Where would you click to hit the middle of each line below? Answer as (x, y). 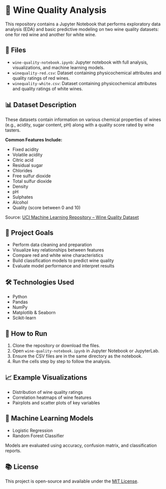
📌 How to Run (26, 333)
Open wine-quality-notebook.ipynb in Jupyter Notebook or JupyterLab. (86, 351)
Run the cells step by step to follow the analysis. (62, 361)
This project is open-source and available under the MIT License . (72, 481)
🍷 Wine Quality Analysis (56, 10)
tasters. (13, 130)
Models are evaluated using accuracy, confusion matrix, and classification (81, 445)
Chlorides (22, 170)
